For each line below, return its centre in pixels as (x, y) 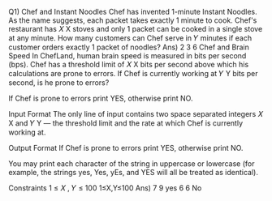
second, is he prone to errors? (59, 83)
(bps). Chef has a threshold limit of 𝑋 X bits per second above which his (129, 64)
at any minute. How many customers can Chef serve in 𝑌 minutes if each (130, 38)
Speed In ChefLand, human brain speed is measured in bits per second (127, 56)
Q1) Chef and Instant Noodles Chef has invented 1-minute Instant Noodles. (133, 12)
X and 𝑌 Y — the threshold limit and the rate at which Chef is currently (126, 123)
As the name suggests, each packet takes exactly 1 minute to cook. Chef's (133, 20)
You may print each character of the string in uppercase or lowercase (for (132, 164)
